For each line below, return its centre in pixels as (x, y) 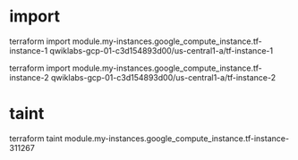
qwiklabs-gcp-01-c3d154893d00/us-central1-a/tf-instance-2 (163, 77)
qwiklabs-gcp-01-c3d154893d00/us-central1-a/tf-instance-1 (162, 50)
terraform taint (36, 138)
